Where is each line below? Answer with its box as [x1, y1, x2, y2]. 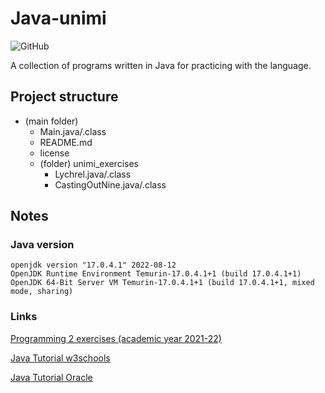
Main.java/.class [39, 125, 107, 137]
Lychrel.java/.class [54, 168, 132, 180]
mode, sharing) [10, 287, 74, 297]
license [39, 147, 70, 159]
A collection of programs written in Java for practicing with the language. [10, 59, 312, 71]
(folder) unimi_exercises [39, 157, 139, 169]
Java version [10, 238, 75, 252]
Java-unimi [10, 7, 107, 30]
